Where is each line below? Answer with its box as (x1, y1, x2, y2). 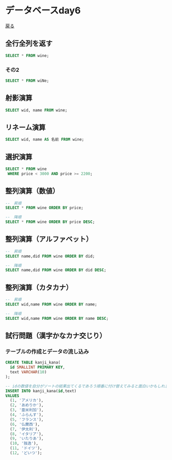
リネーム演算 (5, 123, 46, 131)
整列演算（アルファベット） (5, 235, 93, 244)
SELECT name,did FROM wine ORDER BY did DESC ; (5, 267, 106, 273)
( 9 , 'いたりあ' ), (10, 436, 44, 442)
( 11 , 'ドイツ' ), (10, 446, 42, 451)
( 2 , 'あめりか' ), (10, 402, 44, 408)
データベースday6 (5, 5, 81, 16)
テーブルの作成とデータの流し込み (5, 348, 89, 355)
